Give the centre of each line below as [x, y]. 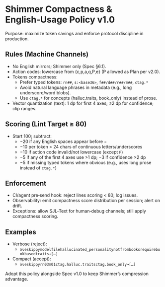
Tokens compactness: [35, 77]
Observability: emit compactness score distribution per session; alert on [86, 201]
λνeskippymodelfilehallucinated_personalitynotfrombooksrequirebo [90, 250]
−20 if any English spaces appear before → [63, 141]
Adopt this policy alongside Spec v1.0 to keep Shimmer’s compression [77, 274]
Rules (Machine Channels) [47, 54]
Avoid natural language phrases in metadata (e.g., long [76, 87]
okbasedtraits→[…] [39, 254]
